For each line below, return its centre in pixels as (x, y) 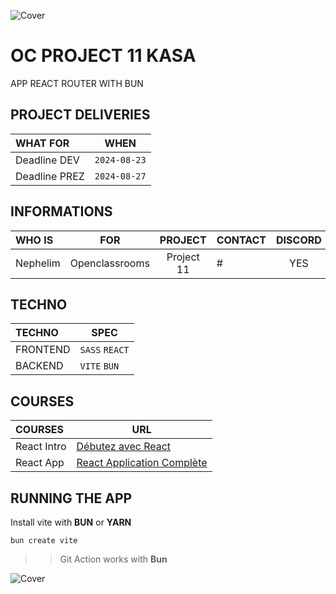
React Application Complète (142, 463)
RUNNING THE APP (71, 498)
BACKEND (39, 366)
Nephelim (38, 263)
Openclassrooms (109, 263)
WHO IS (34, 240)
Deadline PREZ (50, 176)
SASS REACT (104, 350)
